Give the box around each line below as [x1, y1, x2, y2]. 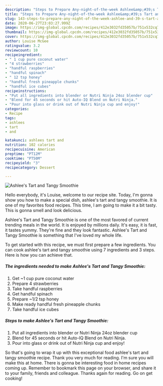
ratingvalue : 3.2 [5, 43, 40, 48]
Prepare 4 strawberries [12, 281, 59, 287]
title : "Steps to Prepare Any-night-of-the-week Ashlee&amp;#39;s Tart [5, 12, 153, 17]
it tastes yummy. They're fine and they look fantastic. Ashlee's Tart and [5, 227, 147, 233]
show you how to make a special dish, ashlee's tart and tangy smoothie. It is [5, 197, 157, 203]
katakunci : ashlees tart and [5, 138, 64, 143]
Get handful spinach [12, 291, 53, 297]
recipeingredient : [5, 52, 42, 57]
